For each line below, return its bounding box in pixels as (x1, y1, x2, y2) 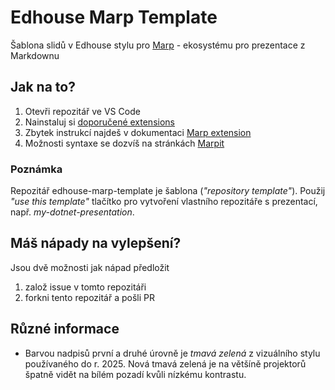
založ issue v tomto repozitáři (24, 281, 147, 293)
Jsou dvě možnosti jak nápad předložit (10, 261, 170, 273)
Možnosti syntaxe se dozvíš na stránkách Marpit (24, 137, 225, 149)
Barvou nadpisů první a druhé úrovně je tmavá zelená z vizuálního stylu (24, 347, 321, 359)
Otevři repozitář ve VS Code (24, 105, 141, 117)
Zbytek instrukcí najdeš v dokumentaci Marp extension (24, 126, 252, 138)
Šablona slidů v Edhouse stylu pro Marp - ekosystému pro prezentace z (10, 39, 306, 51)
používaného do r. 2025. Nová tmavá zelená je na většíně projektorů (24, 357, 307, 370)
